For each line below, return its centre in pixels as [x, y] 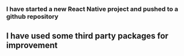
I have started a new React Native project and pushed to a [92, 9]
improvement [32, 45]
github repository [32, 16]
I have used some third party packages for [87, 36]
